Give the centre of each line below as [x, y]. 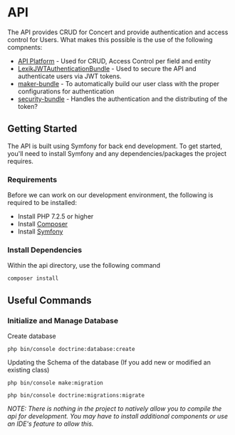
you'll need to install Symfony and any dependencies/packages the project [117, 153]
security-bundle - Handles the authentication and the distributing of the [122, 99]
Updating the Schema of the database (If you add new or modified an [109, 362]
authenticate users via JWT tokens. [70, 76]
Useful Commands [49, 300]
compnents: [25, 47]
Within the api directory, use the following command [84, 266]
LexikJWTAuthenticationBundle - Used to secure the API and [107, 68]
